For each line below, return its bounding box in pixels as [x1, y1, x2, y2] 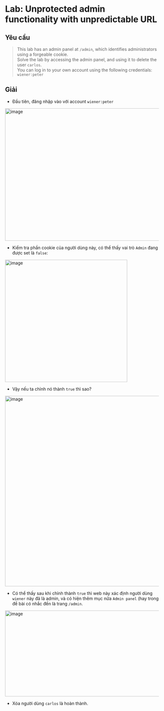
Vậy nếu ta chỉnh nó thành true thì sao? [12, 386, 92, 392]
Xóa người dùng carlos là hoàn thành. [12, 700, 88, 706]
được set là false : [12, 250, 48, 255]
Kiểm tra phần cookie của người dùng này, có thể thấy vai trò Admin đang [12, 245, 158, 251]
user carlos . [17, 62, 42, 68]
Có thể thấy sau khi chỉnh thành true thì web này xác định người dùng [12, 590, 153, 596]
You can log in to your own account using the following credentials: [17, 67, 152, 73]
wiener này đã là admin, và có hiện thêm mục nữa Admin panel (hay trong [12, 596, 159, 601]
